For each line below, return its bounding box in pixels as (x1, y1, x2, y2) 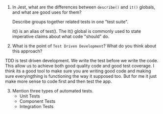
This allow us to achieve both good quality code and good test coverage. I (5, 63, 155, 68)
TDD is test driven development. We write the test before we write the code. (5, 58, 159, 63)
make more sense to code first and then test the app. (5, 78, 112, 84)
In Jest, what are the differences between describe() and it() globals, (12, 4, 156, 10)
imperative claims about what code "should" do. (12, 34, 110, 39)
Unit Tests (19, 93, 40, 99)
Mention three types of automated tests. (12, 88, 93, 93)
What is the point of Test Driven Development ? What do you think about (12, 43, 157, 48)
